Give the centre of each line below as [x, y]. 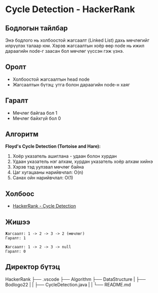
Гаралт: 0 [16, 252]
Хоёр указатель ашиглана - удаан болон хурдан [65, 156]
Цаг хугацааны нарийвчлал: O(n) [48, 172]
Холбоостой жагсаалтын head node [51, 79]
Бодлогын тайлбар [37, 28]
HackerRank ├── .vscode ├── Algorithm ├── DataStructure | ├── [75, 279]
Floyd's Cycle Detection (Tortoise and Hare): [53, 146]
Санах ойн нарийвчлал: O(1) [43, 178]
